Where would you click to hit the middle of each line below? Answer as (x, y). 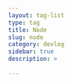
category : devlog (36, 45)
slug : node (26, 37)
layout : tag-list (36, 15)
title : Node (27, 30)
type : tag (24, 23)
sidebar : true (31, 52)
